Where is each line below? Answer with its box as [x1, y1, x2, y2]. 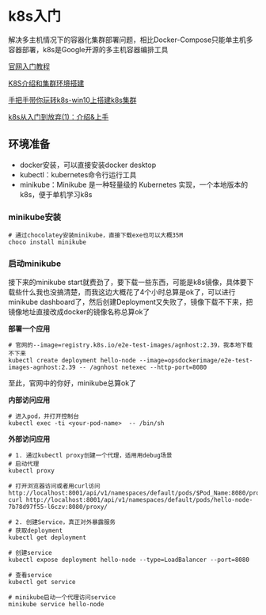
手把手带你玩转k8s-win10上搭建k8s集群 [8, 95, 137, 104]
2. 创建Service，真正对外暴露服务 [15, 518, 116, 526]
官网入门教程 [8, 61, 50, 71]
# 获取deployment [8, 527, 63, 535]
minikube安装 [8, 211, 62, 222]
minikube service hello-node [8, 601, 104, 609]
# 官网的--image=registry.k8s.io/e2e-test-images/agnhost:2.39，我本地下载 [8, 341, 253, 349]
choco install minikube [8, 238, 87, 246]
